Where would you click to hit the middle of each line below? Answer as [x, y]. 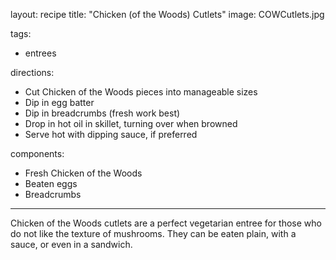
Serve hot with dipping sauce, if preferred [111, 134]
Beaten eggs [51, 183]
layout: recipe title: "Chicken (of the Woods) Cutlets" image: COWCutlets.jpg [167, 14]
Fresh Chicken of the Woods [83, 173]
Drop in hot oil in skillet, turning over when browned [131, 123]
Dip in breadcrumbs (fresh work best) [102, 113]
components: [37, 153]
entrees [40, 53]
